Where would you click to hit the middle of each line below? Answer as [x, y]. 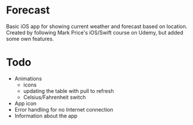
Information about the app [46, 116]
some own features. [30, 39]
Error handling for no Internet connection [64, 109]
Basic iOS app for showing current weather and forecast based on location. [97, 26]
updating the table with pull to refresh [68, 91]
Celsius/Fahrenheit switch [54, 97]
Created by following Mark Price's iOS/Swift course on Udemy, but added [94, 32]
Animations [28, 78]
